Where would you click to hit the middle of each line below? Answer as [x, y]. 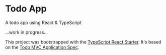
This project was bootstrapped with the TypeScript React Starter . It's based [83, 42]
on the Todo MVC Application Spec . [42, 47]
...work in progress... [27, 32]
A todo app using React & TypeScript [44, 22]
